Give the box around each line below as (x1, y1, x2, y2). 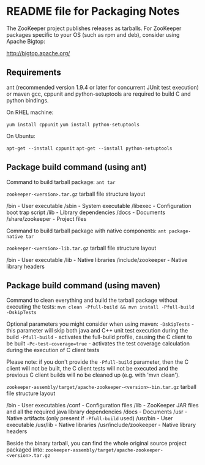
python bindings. (6, 96, 49, 104)
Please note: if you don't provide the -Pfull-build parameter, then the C (6, 358, 188, 366)
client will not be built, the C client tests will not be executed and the (6, 365, 178, 372)
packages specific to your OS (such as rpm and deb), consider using (6, 31, 180, 38)
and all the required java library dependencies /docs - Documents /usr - (6, 408, 188, 415)
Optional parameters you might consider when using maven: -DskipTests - (6, 320, 195, 328)
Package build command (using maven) (6, 280, 161, 291)
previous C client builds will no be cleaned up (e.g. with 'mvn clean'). (6, 371, 181, 379)
